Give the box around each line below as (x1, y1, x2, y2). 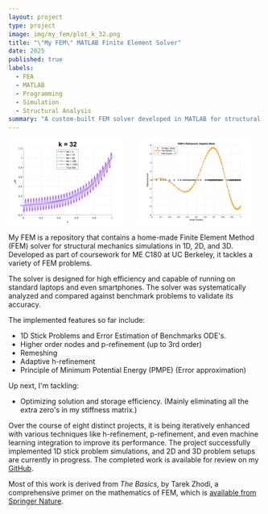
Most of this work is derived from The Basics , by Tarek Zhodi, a (8, 479, 219, 489)
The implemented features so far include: (8, 316, 146, 325)
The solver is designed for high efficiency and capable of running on (8, 274, 236, 284)
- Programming (15, 90, 63, 98)
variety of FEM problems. (8, 258, 93, 268)
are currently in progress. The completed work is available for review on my (8, 455, 259, 465)
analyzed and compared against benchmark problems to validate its (8, 291, 233, 301)
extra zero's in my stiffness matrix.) (19, 405, 138, 415)
